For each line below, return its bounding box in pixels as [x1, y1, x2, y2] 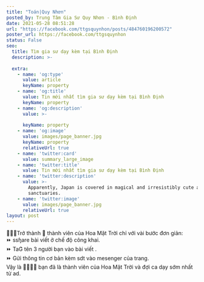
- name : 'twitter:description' [17, 173, 97, 180]
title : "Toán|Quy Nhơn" [6, 9, 67, 15]
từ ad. [6, 270, 21, 277]
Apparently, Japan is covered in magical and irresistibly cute [28, 185, 194, 191]
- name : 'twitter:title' [17, 162, 80, 168]
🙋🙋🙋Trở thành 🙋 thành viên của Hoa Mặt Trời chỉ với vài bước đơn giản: [6, 230, 183, 237]
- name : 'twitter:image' [17, 196, 80, 202]
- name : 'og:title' [17, 88, 67, 94]
